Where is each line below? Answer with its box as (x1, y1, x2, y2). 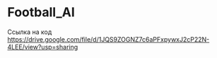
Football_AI (7, 4, 76, 21)
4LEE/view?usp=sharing (7, 42, 78, 51)
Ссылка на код (7, 28, 52, 36)
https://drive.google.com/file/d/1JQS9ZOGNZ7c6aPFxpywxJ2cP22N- (7, 35, 210, 43)
